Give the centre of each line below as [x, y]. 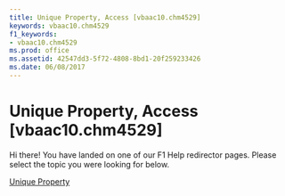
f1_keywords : [33, 34]
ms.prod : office [39, 51]
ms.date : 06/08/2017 [48, 68]
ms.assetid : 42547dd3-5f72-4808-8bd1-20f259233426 [105, 59]
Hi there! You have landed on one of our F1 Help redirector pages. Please [143, 155]
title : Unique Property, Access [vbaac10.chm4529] [105, 17]
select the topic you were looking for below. [90, 164]
